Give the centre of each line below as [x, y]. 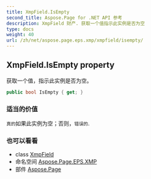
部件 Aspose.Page [38, 169]
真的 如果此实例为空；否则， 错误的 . [48, 123]
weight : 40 [20, 35]
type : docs [20, 29]
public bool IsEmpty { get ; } [45, 92]
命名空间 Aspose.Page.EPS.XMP [56, 162]
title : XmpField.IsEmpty [38, 12]
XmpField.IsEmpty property [61, 65]
